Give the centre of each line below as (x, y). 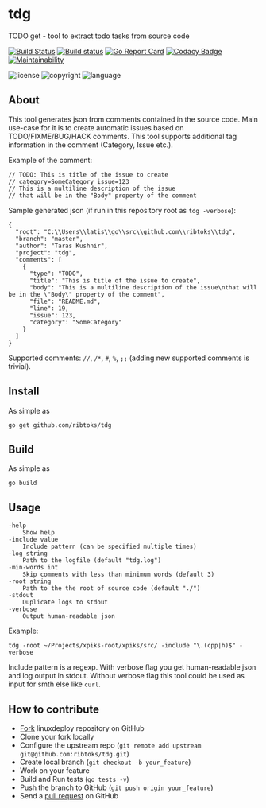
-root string (30, 581)
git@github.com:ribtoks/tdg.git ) (74, 754)
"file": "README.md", (65, 301)
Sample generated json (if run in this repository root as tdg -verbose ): (122, 210)
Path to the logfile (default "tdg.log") (92, 561)
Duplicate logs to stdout (66, 602)
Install (24, 392)
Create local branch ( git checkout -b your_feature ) (105, 762)
